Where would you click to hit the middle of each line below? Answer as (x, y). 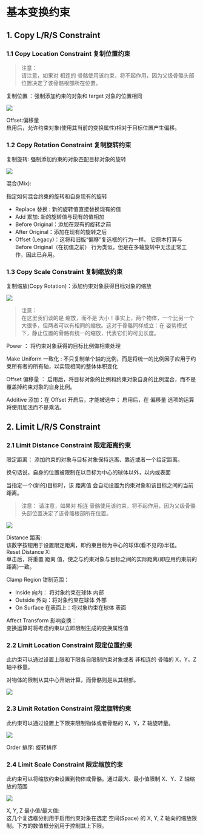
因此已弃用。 (42, 254)
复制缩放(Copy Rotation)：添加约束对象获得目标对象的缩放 (79, 286)
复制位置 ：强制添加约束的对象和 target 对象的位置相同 (74, 96)
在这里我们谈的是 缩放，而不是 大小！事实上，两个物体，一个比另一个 (108, 318)
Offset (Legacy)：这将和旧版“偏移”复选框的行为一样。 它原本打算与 (99, 239)
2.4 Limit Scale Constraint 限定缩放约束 (65, 764)
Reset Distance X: (28, 552)
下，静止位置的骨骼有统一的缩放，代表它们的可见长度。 (90, 333)
